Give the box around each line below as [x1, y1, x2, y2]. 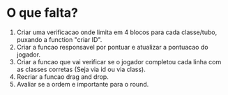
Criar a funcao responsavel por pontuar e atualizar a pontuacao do [16, 43, 208, 51]
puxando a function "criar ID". [16, 35, 102, 43]
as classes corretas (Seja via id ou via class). [16, 65, 146, 73]
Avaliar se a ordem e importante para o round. [16, 80, 149, 88]
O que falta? [6, 5, 78, 21]
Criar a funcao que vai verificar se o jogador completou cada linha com [16, 57, 222, 66]
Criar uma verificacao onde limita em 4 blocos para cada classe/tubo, [16, 28, 218, 36]
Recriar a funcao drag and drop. [16, 72, 109, 81]
